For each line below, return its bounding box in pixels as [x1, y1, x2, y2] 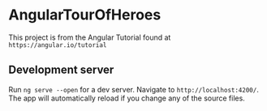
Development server [8, 63, 114, 77]
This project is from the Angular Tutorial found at [8, 32, 171, 42]
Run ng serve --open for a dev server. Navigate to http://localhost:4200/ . [8, 84, 260, 94]
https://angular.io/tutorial [8, 41, 107, 49]
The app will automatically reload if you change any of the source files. [8, 93, 245, 103]
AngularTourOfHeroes [8, 6, 161, 24]
